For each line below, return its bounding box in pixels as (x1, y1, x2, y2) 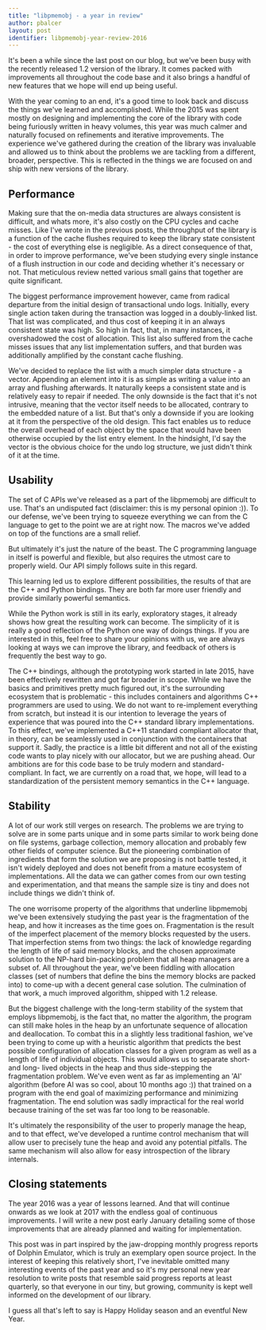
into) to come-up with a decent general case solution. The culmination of (8, 980, 247, 989)
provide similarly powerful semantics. (8, 593, 131, 603)
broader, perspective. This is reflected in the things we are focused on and (8, 156, 253, 166)
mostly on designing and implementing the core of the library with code (8, 113, 242, 123)
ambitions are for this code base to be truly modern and (8, 759, 191, 769)
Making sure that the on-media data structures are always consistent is (8, 209, 241, 218)
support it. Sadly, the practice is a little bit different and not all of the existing (8, 742, 258, 752)
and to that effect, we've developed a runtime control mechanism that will (8, 1129, 249, 1138)
